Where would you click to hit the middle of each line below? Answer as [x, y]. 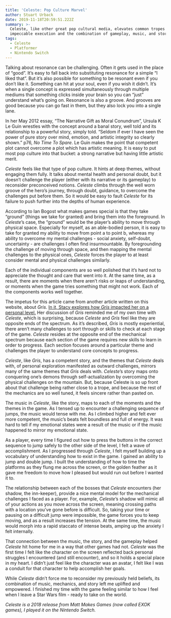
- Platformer [24, 48]
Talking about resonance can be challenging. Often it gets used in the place [84, 67]
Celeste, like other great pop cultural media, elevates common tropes [88, 29]
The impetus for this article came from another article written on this [77, 302]
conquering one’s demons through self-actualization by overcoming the [80, 377]
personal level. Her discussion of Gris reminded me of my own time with [81, 312]
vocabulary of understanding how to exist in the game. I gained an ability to [84, 456]
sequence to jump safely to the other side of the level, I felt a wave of [78, 445]
